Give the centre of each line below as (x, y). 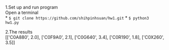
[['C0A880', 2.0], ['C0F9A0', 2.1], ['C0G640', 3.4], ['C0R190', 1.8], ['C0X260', (85, 37)
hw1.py (12, 22)
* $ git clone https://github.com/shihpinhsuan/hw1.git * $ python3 (77, 18)
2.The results (19, 32)
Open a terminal (22, 12)
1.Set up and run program (32, 7)
